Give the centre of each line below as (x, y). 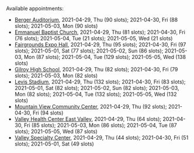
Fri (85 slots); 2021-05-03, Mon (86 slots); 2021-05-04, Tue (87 (100, 125)
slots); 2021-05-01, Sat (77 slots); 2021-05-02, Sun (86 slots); (89, 51)
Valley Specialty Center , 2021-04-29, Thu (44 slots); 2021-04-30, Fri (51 (101, 138)
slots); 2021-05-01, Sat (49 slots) (54, 144)
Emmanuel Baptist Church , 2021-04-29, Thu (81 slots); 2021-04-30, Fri (100, 32)
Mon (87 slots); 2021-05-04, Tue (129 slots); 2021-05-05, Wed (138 (105, 57)
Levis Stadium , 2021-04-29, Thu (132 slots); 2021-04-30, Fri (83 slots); (100, 82)
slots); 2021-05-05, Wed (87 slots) (56, 131)
